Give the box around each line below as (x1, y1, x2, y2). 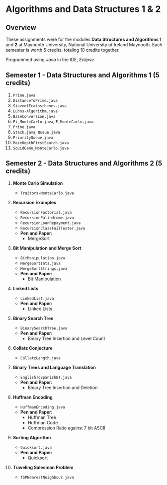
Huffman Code (27, 419, 58, 425)
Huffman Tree (27, 414, 56, 420)
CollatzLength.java (20, 355, 61, 361)
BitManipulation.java (20, 255, 65, 260)
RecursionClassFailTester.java (20, 226, 85, 231)
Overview (5, 23, 37, 32)
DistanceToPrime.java (12, 98, 58, 103)
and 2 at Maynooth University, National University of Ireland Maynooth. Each (5, 42, 163, 48)
